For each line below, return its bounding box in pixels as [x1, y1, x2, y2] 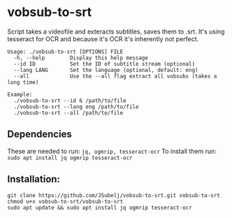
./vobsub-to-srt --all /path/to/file [13, 109, 124, 116]
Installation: [7, 173, 61, 185]
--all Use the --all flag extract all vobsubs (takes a [13, 73, 217, 80]
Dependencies [7, 129, 72, 140]
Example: [7, 91, 33, 98]
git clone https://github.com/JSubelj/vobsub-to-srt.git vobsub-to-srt [7, 191, 220, 199]
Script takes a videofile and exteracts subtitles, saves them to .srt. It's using [7, 27, 225, 36]
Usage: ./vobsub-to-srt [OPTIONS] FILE [7, 48, 124, 55]
